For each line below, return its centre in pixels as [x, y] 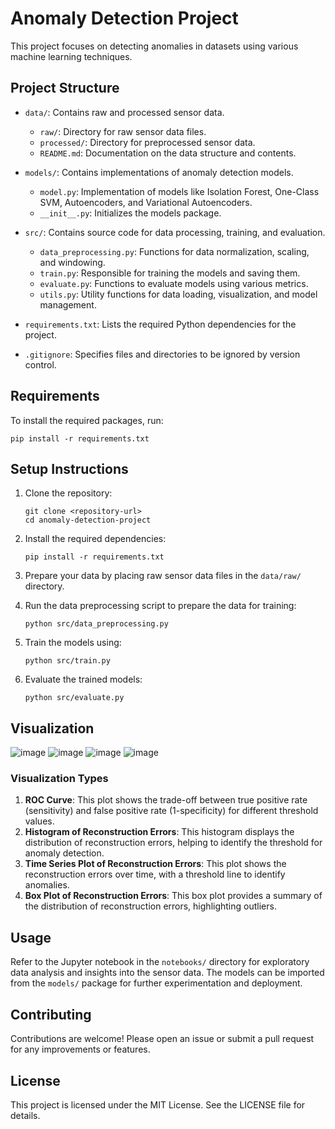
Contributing [51, 1014]
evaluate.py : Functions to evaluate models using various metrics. [174, 283]
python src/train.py [67, 661]
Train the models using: [73, 643]
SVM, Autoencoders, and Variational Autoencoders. [146, 202]
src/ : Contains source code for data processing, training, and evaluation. [175, 232]
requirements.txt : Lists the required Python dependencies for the [160, 324]
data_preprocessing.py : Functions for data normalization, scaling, [174, 251]
